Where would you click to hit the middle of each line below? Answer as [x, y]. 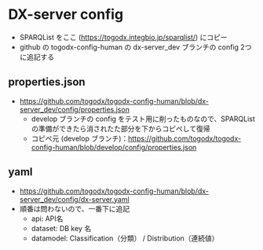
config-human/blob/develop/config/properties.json [114, 147]
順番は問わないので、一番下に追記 [75, 208]
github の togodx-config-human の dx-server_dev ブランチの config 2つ [135, 47]
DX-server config [66, 15]
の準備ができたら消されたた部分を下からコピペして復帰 [121, 128]
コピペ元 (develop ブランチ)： [80, 138]
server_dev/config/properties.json [74, 109]
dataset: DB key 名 [61, 228]
